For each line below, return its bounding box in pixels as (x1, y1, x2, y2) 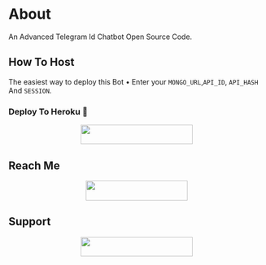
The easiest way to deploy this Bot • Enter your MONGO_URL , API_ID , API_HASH (8, 76, 259, 86)
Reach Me (8, 159, 60, 172)
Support (8, 215, 51, 228)
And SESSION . (8, 85, 52, 95)
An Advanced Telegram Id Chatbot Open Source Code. (8, 32, 193, 41)
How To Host (8, 55, 75, 69)
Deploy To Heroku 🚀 (8, 106, 88, 117)
